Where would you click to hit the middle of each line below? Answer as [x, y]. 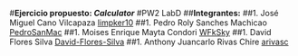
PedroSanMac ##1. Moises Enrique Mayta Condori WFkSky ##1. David [140, 32]
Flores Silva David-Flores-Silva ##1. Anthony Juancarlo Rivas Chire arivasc [149, 42]
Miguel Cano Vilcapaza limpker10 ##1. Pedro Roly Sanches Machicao [138, 23]
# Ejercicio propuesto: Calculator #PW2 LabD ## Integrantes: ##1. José [144, 13]
